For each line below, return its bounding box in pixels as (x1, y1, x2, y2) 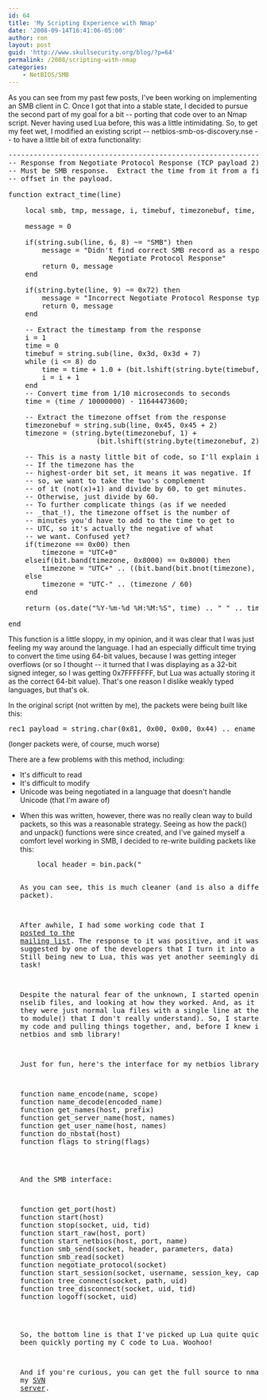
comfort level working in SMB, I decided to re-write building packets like (19, 836, 257, 845)
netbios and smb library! (19, 1030, 122, 1038)
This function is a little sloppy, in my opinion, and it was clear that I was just (8, 634, 254, 644)
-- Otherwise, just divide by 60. (25, 492, 160, 501)
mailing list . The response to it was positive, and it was (19, 936, 260, 945)
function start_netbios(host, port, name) (19, 1236, 188, 1245)
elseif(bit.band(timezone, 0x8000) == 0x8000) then (25, 556, 230, 564)
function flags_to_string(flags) (19, 1137, 151, 1146)
